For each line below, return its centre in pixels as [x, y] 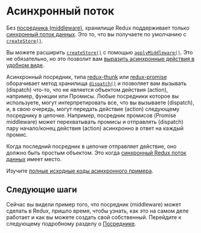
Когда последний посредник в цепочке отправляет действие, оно [91, 146]
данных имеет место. [34, 159]
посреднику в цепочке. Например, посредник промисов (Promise [91, 115]
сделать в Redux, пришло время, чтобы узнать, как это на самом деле [97, 211]
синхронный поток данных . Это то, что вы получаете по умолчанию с [96, 34]
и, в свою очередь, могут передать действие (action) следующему [93, 109]
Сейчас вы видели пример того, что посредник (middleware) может [94, 204]
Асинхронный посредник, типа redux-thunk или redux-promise [87, 77]
